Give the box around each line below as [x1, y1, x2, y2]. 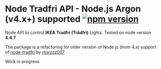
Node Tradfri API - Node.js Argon [5, 3, 141, 14]
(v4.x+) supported [5, 14, 81, 25]
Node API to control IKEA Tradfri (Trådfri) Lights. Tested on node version [5, 29, 152, 35]
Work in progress [5, 58, 40, 64]
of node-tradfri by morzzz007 [5, 49, 65, 55]
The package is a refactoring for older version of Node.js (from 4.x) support [5, 44, 157, 50]
